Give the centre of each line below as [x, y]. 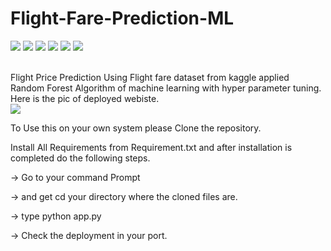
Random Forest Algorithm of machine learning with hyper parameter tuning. [166, 88]
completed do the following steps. [80, 158]
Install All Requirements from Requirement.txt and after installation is [151, 147]
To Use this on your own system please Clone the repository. [136, 128]
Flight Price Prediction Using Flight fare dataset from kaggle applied [150, 77]
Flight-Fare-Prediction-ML [122, 18]
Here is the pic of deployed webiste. [85, 98]
